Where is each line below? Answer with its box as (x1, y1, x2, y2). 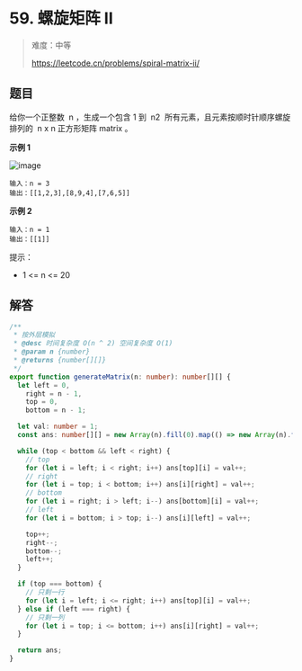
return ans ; (17, 646, 63, 655)
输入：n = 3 (9, 179, 50, 188)
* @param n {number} (13, 347, 91, 356)
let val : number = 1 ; (17, 422, 99, 432)
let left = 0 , (17, 380, 70, 389)
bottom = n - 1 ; (25, 406, 87, 415)
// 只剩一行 (25, 588, 65, 597)
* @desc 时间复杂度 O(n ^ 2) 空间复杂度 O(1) (13, 339, 173, 348)
